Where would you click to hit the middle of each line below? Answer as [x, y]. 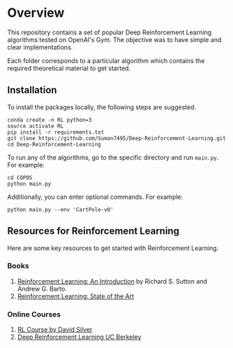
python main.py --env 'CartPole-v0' [60, 209]
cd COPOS [20, 178]
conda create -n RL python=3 [50, 120]
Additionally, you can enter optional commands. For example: [95, 197]
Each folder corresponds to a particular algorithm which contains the [106, 60]
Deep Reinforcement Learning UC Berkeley [79, 337]
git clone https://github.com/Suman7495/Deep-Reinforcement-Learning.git [117, 138]
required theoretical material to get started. [69, 68]
